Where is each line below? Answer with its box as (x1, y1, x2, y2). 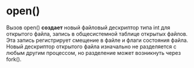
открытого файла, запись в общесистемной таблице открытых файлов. (6, 30, 188, 37)
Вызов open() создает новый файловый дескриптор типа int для (6, 24, 170, 31)
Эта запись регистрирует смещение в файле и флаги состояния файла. (6, 36, 189, 44)
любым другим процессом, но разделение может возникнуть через (6, 49, 181, 56)
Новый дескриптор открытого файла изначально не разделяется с (6, 43, 177, 50)
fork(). (6, 55, 22, 63)
